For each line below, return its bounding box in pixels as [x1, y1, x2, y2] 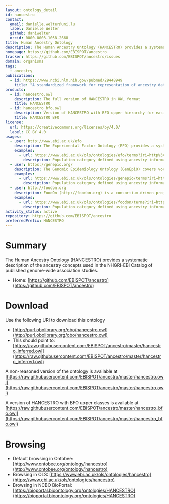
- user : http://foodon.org [10, 185, 66, 191]
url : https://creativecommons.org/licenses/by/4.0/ [10, 124, 121, 130]
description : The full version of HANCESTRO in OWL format [14, 96, 141, 101]
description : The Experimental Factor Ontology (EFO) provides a [14, 143, 154, 149]
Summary [5, 240, 47, 251]
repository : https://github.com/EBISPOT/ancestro [5, 214, 112, 219]
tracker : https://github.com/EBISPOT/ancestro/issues [5, 54, 121, 59]
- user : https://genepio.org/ [10, 162, 73, 167]
